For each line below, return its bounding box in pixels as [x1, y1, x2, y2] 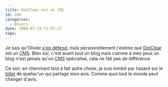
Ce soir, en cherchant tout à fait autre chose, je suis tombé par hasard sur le [5, 65, 163, 71]
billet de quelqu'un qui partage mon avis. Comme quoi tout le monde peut [5, 71, 158, 76]
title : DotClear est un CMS [5, 7, 65, 13]
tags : [5, 31, 17, 36]
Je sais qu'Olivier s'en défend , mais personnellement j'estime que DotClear [5, 45, 162, 51]
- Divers [10, 21, 28, 27]
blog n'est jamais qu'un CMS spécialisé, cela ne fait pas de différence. [5, 56, 151, 61]
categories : [5, 17, 30, 22]
